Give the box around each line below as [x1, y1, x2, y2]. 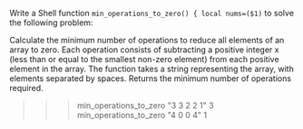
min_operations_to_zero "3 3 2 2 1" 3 [76, 100, 215, 111]
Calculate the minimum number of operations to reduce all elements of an [9, 35, 285, 45]
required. [9, 83, 44, 93]
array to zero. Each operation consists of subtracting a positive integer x [9, 44, 279, 55]
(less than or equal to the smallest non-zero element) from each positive [9, 54, 279, 64]
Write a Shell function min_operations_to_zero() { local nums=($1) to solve [9, 8, 295, 18]
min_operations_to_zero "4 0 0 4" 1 [76, 110, 208, 120]
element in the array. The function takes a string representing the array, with [9, 63, 295, 74]
